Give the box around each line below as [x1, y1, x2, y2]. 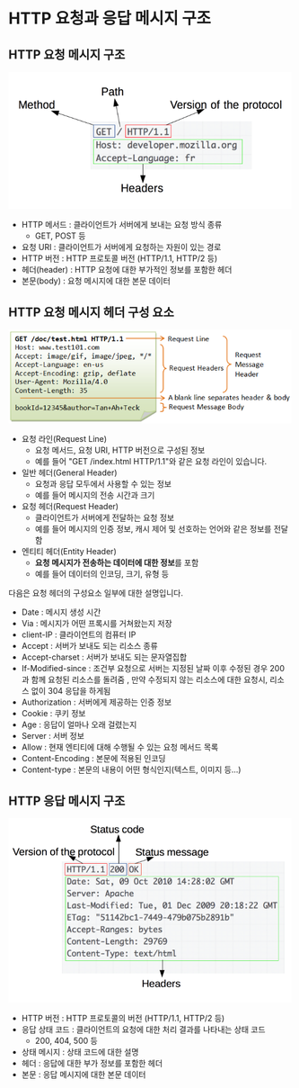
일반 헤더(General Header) [21, 467, 118, 478]
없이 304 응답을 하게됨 [31, 686, 111, 697]
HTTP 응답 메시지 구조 [8, 793, 126, 808]
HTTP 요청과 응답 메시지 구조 [8, 8, 212, 29]
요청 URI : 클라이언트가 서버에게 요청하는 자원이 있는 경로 [21, 242, 222, 253]
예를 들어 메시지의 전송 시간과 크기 [34, 490, 155, 500]
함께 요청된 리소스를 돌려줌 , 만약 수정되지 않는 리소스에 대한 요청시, [31, 674, 268, 685]
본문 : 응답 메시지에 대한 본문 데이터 [21, 1069, 146, 1080]
